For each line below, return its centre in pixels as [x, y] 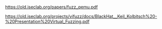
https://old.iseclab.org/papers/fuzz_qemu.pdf [51, 7]
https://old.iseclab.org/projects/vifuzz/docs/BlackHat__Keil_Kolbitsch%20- [81, 16]
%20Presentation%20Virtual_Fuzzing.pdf [47, 22]
